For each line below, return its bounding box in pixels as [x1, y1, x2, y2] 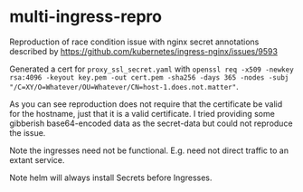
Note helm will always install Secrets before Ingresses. [9, 172, 213, 183]
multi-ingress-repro [9, 6, 163, 27]
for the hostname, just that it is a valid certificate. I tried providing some [9, 108, 276, 119]
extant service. [9, 154, 65, 165]
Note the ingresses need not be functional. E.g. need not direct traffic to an [9, 145, 289, 156]
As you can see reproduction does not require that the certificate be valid [9, 98, 283, 110]
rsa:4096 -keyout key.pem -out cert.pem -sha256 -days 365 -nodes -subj [9, 72, 289, 82]
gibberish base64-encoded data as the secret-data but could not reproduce [9, 118, 293, 129]
